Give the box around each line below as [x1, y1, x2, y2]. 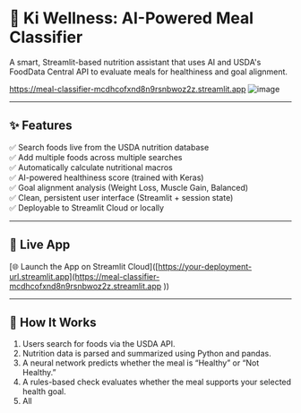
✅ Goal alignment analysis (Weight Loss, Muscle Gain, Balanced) [9, 182, 249, 193]
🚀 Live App [9, 237, 71, 253]
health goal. [21, 386, 67, 397]
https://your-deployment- [158, 261, 253, 271]
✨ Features [9, 118, 73, 133]
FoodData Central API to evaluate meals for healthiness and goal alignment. [9, 66, 288, 77]
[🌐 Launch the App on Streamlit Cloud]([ [9, 261, 159, 271]
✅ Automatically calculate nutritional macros [9, 161, 173, 173]
